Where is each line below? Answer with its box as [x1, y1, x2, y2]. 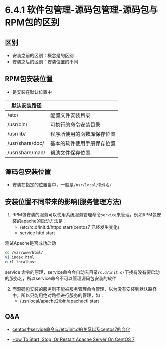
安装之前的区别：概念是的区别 [12, 53, 74, 58]
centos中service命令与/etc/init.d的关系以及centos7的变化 [12, 326, 131, 332]
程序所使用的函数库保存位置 [50, 130, 116, 137]
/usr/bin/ [7, 121, 28, 128]
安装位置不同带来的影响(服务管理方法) [5, 198, 122, 206]
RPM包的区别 [5, 17, 60, 28]
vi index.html [5, 255, 35, 260]
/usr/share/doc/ [7, 139, 44, 146]
